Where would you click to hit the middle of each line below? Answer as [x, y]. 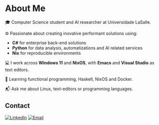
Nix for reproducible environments [46, 53]
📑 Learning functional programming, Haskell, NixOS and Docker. [69, 79]
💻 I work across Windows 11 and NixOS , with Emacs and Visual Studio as [80, 62]
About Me [25, 8]
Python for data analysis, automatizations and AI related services [77, 48]
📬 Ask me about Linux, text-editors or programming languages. [69, 89]
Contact [17, 106]
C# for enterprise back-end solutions [49, 43]
